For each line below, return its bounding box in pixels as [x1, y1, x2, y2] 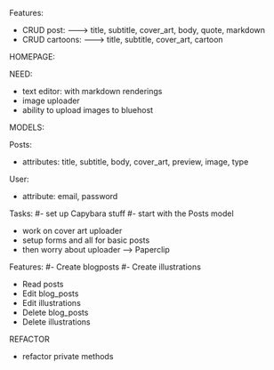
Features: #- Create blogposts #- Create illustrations [9, 261, 202, 272]
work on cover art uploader [21, 226, 123, 236]
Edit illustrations [21, 298, 82, 308]
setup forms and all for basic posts [21, 235, 150, 245]
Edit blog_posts [21, 288, 79, 299]
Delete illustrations [21, 317, 91, 327]
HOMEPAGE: [9, 52, 56, 61]
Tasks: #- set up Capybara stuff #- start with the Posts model [9, 208, 234, 219]
